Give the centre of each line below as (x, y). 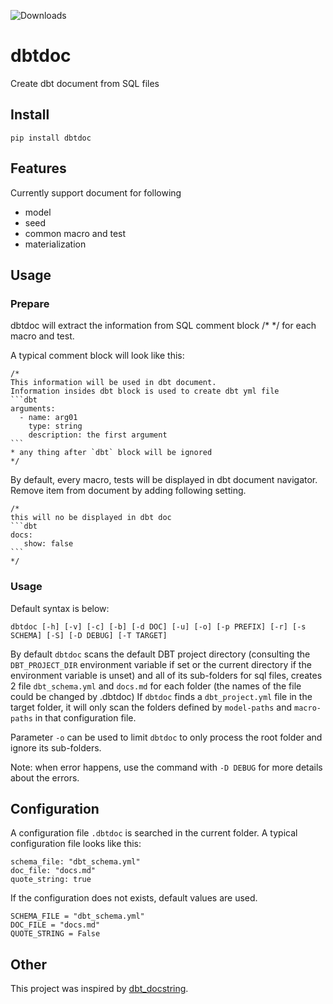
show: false (48, 544)
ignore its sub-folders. (56, 747)
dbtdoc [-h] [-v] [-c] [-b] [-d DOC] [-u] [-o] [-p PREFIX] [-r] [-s (158, 626)
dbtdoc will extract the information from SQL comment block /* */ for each (163, 326)
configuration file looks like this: (76, 844)
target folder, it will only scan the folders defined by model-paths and (151, 707)
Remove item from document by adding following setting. (128, 491)
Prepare (30, 303)
